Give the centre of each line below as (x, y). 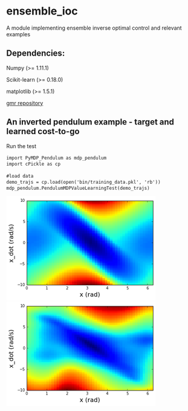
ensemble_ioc (42, 11)
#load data (20, 176)
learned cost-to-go (43, 131)
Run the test (21, 146)
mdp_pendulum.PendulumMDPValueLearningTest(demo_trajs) (78, 188)
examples (18, 34)
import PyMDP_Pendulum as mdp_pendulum (57, 158)
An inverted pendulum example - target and (90, 122)
